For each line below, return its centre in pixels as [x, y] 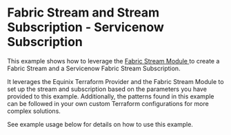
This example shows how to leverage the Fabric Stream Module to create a [113, 61]
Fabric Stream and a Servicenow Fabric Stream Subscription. [94, 68]
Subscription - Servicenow [86, 27]
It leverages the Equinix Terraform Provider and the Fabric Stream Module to [115, 81]
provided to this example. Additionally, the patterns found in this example [111, 96]
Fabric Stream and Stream [83, 13]
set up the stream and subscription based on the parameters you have [107, 89]
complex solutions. [34, 111]
